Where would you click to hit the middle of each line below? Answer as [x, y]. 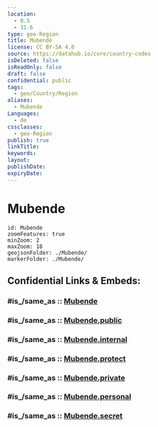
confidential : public [39, 80]
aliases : [20, 101]
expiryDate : [25, 173]
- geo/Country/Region [46, 94]
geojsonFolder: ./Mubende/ [47, 253]
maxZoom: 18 [25, 246]
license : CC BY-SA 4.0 [41, 47]
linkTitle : [23, 147]
